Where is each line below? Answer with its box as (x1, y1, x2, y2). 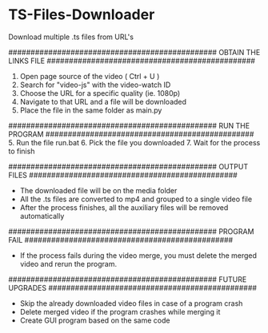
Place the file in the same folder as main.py (19, 105, 162, 115)
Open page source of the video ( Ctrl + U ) (19, 71, 160, 81)
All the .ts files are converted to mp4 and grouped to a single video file (19, 194, 253, 204)
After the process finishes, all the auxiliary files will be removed (19, 202, 229, 212)
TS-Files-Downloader (8, 6, 155, 24)
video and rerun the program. (19, 259, 118, 268)
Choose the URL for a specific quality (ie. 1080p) (19, 88, 181, 97)
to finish (8, 146, 35, 156)
